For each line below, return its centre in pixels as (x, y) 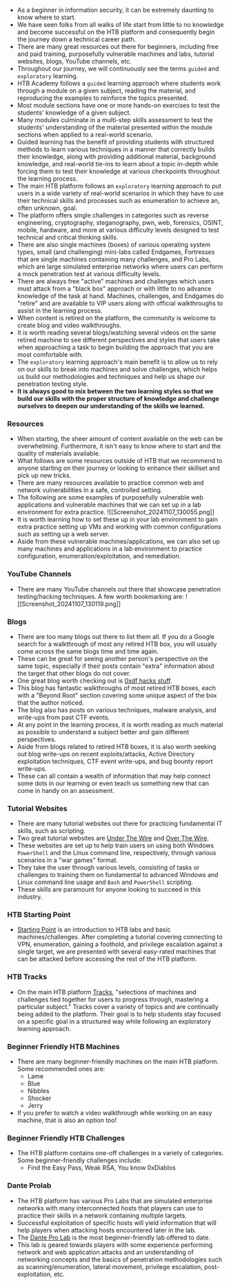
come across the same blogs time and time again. (88, 651)
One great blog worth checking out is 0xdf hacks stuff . (94, 680)
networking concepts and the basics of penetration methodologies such (120, 1259)
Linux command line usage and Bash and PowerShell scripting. (105, 882)
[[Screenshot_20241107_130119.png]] (69, 604)
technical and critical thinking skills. (68, 237)
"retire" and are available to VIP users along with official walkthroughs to (120, 303)
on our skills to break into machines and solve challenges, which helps (117, 369)
